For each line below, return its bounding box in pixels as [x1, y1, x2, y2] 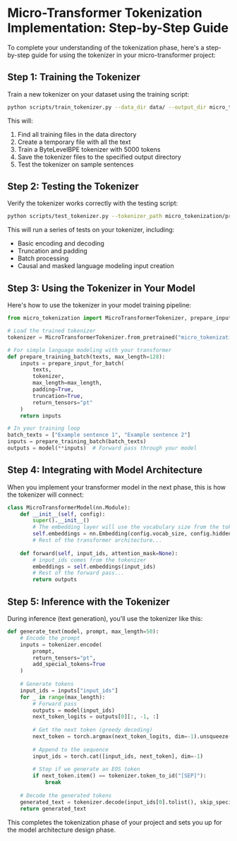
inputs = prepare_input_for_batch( [20, 360, 125, 367]
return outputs [32, 576, 78, 583]
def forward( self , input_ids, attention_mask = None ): [20, 550, 178, 557]
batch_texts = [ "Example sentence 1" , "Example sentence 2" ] [7, 432, 191, 439]
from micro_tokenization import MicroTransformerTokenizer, [7, 315, 188, 322]
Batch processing [17, 254, 69, 262]
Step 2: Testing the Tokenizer [7, 181, 139, 193]
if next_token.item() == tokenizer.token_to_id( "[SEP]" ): [32, 773, 207, 780]
